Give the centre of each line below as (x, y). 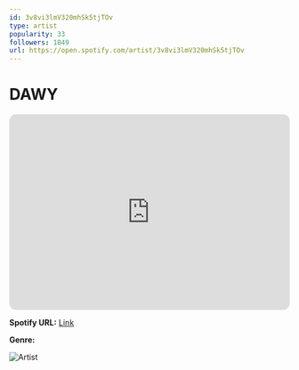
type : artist (33, 26)
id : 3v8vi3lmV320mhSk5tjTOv (61, 17)
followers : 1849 (39, 42)
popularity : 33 (37, 34)
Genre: (22, 340)
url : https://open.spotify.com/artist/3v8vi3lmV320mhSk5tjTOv (127, 51)
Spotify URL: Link (42, 323)
